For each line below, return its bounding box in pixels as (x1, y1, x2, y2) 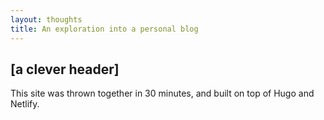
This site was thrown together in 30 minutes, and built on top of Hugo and (10, 87, 315, 100)
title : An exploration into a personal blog (10, 24, 199, 34)
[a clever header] (10, 61, 120, 78)
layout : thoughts (10, 14, 83, 25)
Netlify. (10, 98, 40, 110)
